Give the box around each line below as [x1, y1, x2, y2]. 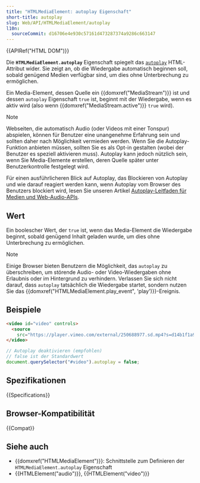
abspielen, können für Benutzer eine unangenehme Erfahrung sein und [6, 132, 180, 139]
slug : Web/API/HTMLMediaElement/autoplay [6, 20, 111, 26]
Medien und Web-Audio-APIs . [6, 194, 80, 201]
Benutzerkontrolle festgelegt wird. [6, 163, 90, 170]
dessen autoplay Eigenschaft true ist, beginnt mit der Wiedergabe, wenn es [6, 96, 192, 103]
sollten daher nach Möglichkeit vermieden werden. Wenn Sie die [6, 138, 164, 145]
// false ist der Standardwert [6, 354, 84, 360]
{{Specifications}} [6, 391, 51, 398]
